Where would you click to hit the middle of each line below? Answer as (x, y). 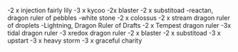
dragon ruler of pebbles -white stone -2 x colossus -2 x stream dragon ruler (119, 18)
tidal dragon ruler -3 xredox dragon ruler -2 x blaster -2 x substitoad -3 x (114, 33)
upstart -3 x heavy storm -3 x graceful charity (75, 41)
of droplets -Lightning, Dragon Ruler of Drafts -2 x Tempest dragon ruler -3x (119, 25)
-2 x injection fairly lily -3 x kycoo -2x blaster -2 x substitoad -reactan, (110, 10)
